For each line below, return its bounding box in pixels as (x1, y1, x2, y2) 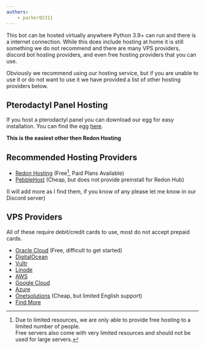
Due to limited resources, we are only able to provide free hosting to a (15, 316, 191, 323)
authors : (6, 9, 29, 15)
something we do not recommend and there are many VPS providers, (6, 44, 181, 52)
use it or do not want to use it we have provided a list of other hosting (6, 76, 181, 83)
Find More (15, 298, 41, 306)
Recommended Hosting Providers (6, 152, 137, 163)
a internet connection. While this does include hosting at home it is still (6, 38, 184, 45)
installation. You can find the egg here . (6, 123, 104, 130)
